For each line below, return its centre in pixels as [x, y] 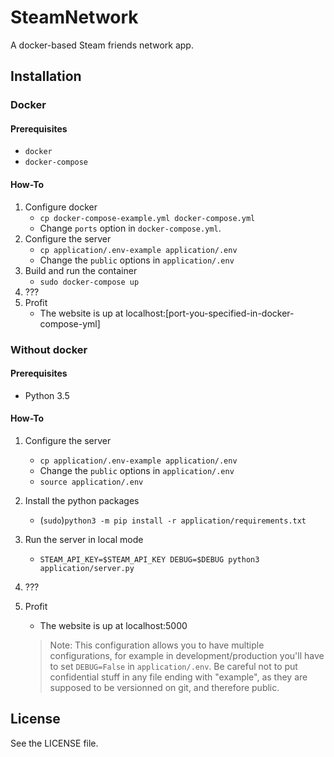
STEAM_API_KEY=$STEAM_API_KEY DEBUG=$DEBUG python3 [149, 559]
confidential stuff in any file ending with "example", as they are [178, 677]
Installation [46, 76]
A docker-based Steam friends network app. [102, 45]
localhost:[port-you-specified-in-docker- [210, 313]
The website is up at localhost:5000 [113, 625]
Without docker [49, 349]
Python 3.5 [47, 395]
